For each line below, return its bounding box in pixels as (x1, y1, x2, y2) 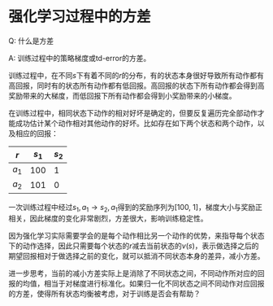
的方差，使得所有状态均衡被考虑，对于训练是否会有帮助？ (8, 289, 201, 299)
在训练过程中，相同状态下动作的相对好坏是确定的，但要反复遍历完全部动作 (8, 107, 258, 118)
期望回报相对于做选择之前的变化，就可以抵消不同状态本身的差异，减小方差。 (8, 251, 265, 261)
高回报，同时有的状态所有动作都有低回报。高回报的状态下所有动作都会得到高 (8, 81, 265, 90)
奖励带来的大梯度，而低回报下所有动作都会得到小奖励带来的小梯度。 (8, 90, 236, 100)
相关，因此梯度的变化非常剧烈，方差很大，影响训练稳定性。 (8, 213, 208, 224)
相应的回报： (15, 128, 58, 138)
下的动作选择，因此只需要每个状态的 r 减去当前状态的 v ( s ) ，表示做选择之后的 (8, 241, 259, 251)
